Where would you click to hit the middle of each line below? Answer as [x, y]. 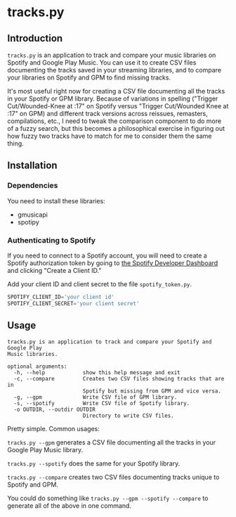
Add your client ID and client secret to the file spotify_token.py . [99, 284]
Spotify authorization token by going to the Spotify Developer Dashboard [113, 263]
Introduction [35, 38]
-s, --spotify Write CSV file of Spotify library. [102, 403]
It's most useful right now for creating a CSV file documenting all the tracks [116, 91]
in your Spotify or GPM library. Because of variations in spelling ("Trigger [113, 98]
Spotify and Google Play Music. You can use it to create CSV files [102, 63]
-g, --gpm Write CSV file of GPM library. [96, 397]
